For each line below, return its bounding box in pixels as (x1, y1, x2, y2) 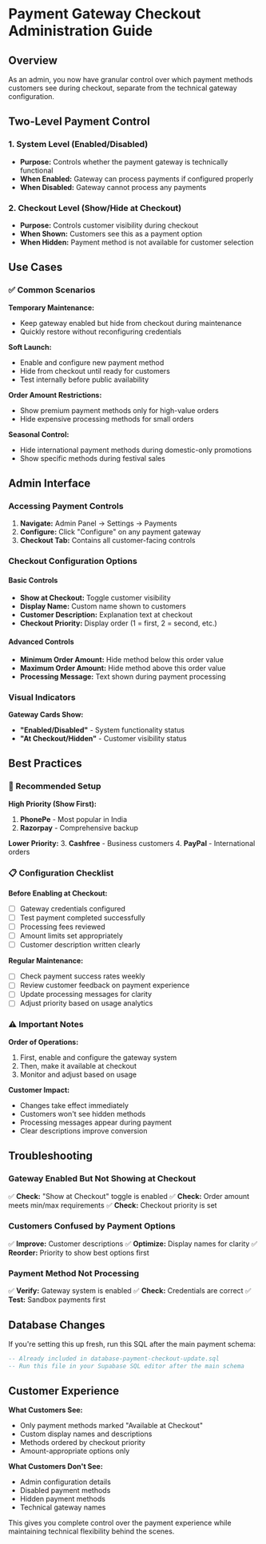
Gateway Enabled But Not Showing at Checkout (8, 1173, 197, 1185)
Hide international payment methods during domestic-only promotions (19, 445, 252, 454)
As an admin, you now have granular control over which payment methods (8, 75, 253, 84)
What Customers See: (8, 1405, 83, 1415)
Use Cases (8, 260, 63, 274)
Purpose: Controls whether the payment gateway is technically (19, 157, 228, 166)
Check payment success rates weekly (19, 971, 145, 981)
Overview (8, 54, 58, 67)
